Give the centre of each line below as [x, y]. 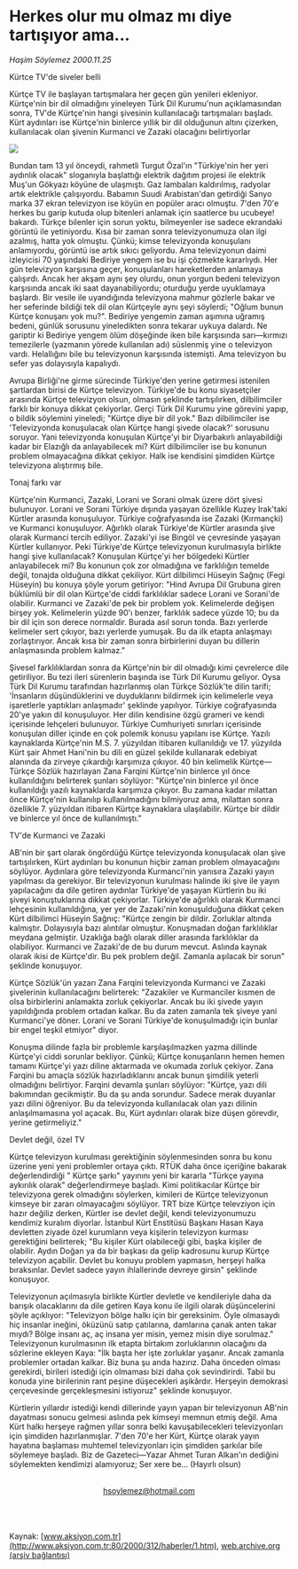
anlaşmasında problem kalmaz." [67, 650]
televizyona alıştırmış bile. [56, 465]
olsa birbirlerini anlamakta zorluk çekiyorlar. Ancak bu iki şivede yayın [136, 1001]
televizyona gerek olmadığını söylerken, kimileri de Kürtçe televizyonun [139, 1194]
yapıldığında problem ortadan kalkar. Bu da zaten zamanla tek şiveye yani [143, 1011]
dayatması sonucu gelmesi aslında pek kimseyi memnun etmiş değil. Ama [143, 1417]
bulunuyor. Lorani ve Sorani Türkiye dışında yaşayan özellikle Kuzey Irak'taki [149, 509]
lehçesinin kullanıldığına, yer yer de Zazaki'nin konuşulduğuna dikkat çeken [147, 909]
